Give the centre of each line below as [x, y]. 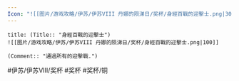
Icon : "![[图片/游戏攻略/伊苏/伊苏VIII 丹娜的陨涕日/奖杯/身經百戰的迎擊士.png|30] [121, 14]
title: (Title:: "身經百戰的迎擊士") [59, 35]
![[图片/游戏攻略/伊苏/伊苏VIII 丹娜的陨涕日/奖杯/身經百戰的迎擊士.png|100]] [113, 42]
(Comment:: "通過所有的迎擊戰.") [53, 56]
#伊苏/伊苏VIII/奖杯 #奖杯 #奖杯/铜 [58, 70]
